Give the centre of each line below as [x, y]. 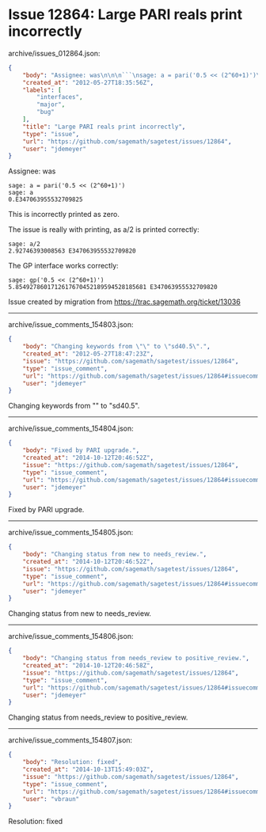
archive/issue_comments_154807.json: [70, 740]
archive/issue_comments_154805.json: [71, 533]
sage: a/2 [25, 244]
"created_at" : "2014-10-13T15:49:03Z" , [88, 769]
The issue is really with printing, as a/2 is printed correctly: [104, 230]
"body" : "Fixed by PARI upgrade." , [81, 450]
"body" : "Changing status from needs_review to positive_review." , [136, 659]
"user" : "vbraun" [51, 799]
